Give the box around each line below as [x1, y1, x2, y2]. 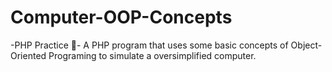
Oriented [10, 49, 47, 61]
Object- [290, 39, 323, 51]
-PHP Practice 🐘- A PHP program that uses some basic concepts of [10, 39, 289, 51]
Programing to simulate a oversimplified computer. [48, 49, 257, 61]
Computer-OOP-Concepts [10, 6, 233, 29]
